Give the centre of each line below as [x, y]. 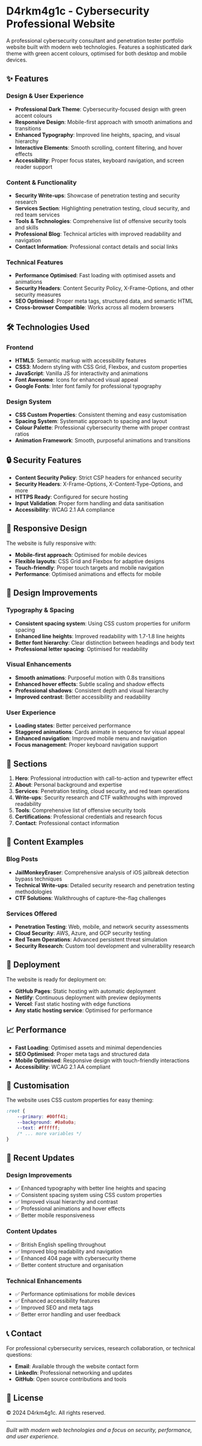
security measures [38, 295]
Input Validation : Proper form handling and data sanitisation [89, 503]
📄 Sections [27, 764]
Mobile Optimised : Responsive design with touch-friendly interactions [102, 1060]
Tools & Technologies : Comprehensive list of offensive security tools [100, 221]
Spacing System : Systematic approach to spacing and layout [91, 421]
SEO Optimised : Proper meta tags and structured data [82, 1054]
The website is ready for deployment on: [57, 979]
